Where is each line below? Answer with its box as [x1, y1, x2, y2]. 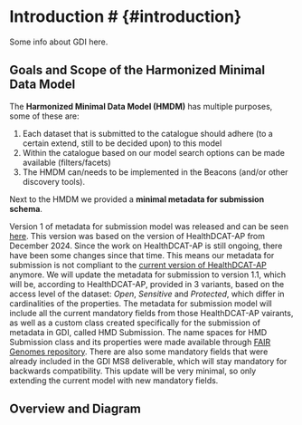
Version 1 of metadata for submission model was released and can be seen [9, 220, 289, 232]
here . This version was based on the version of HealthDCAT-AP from [9, 230, 265, 241]
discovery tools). [22, 176, 86, 187]
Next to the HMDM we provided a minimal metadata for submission [9, 193, 265, 205]
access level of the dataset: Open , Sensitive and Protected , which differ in [9, 288, 285, 299]
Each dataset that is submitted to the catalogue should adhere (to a [22, 128, 273, 139]
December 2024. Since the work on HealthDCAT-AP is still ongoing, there [9, 240, 283, 251]
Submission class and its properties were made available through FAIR [9, 336, 271, 347]
